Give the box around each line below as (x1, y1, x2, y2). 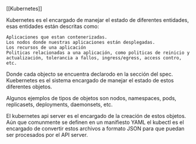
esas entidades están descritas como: (6, 23, 99, 30)
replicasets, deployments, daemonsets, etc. (6, 101, 113, 108)
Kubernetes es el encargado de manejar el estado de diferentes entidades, (6, 17, 189, 23)
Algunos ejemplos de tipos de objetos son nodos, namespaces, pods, (6, 95, 176, 101)
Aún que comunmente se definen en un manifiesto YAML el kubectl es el (6, 119, 184, 126)
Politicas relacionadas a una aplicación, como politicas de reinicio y (6, 50, 190, 56)
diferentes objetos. (6, 83, 52, 90)
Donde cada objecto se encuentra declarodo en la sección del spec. (6, 71, 173, 78)
